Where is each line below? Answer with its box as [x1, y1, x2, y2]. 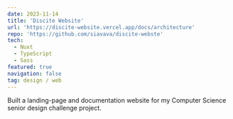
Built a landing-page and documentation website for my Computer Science [7, 96, 227, 105]
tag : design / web [7, 76, 62, 84]
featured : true [7, 63, 53, 71]
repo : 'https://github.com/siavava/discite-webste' [7, 30, 163, 38]
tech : [7, 37, 23, 44]
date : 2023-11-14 [7, 10, 59, 18]
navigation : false [7, 70, 62, 77]
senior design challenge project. [7, 104, 102, 113]
